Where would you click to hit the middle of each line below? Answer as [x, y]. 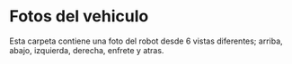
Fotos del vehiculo [79, 16]
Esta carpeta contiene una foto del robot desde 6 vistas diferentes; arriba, [146, 41]
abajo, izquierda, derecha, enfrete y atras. [87, 50]
